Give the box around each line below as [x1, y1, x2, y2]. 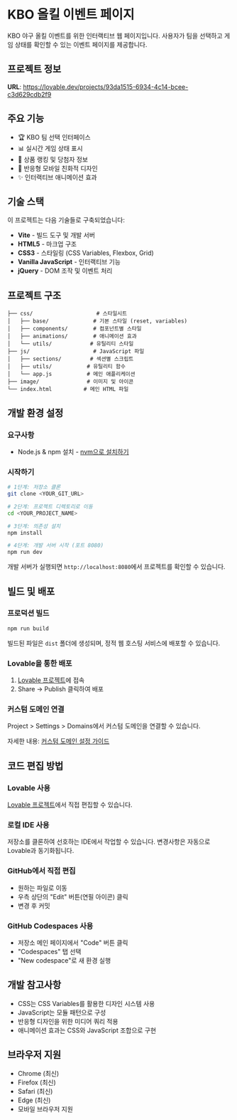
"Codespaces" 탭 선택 [17, 947, 82, 956]
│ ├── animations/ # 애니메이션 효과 [7, 333, 137, 340]
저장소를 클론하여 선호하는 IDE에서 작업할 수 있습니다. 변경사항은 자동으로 [7, 837, 211, 846]
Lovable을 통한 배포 [7, 658, 72, 668]
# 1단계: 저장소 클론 [7, 483, 61, 491]
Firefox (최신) [17, 1078, 57, 1087]
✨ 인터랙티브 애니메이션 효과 [17, 172, 97, 182]
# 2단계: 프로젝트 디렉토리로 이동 [7, 503, 94, 510]
